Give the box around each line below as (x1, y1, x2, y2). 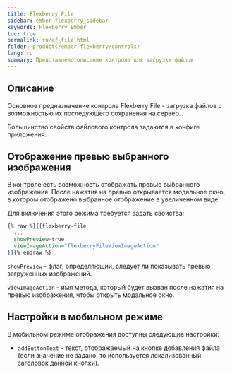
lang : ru (7, 50, 33, 57)
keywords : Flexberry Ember (7, 23, 87, 30)
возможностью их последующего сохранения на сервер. (7, 109, 181, 117)
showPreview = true (13, 236, 65, 243)
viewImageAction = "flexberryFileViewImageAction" (13, 242, 159, 250)
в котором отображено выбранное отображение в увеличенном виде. (7, 195, 221, 204)
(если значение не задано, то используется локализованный (17, 351, 202, 359)
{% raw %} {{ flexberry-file (7, 223, 87, 230)
